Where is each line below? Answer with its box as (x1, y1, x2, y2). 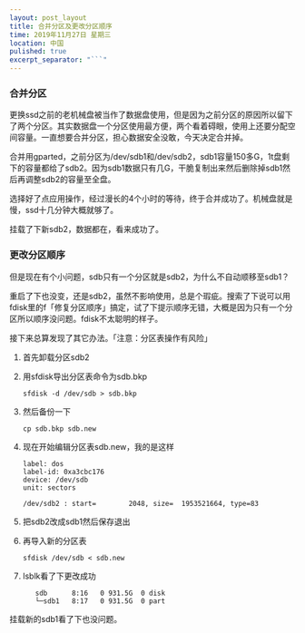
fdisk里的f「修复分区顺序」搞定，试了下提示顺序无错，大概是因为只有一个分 (9, 301, 293, 313)
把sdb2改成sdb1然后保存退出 (22, 516, 131, 527)
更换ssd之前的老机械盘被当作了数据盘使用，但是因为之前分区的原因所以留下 (9, 110, 293, 121)
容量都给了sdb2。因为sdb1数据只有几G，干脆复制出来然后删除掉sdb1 (25, 162, 283, 173)
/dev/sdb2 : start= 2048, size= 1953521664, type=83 (22, 499, 260, 508)
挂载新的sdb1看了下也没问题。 (9, 613, 123, 624)
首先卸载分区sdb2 (22, 351, 90, 363)
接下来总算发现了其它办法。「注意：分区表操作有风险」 (9, 332, 212, 343)
